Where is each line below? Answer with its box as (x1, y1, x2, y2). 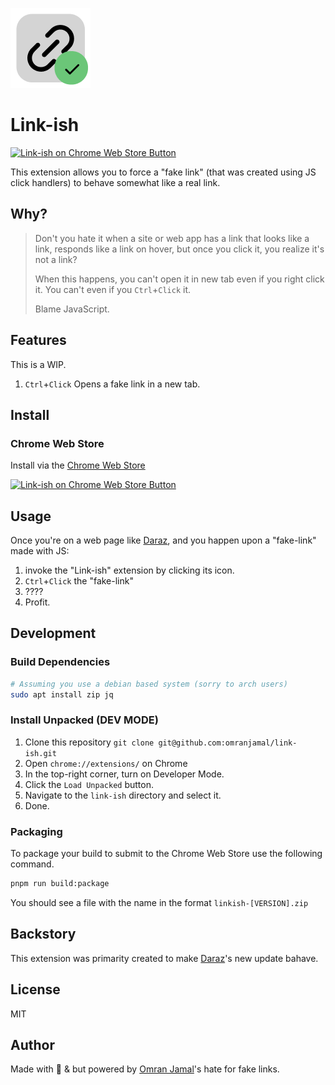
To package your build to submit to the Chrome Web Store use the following (10, 848, 323, 860)
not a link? (34, 253, 78, 265)
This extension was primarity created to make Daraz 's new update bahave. (10, 952, 319, 964)
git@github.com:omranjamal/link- (158, 738, 298, 748)
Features (10, 332, 67, 349)
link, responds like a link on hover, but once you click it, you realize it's (34, 243, 325, 255)
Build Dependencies (10, 655, 111, 669)
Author (10, 1036, 55, 1053)
